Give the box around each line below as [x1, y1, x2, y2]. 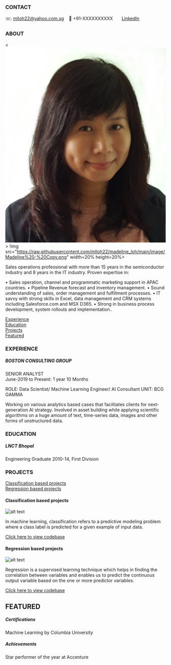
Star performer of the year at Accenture [5, 654, 89, 660]
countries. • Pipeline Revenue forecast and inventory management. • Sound [5, 284, 165, 290]
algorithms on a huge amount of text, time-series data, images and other [5, 412, 158, 418]
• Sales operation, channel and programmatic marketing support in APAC [5, 279, 159, 285]
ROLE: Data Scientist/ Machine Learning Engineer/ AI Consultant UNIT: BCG [5, 386, 164, 392]
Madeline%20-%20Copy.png [5, 254, 67, 260]
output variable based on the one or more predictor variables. [5, 578, 135, 584]
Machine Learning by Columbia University [5, 629, 93, 635]
